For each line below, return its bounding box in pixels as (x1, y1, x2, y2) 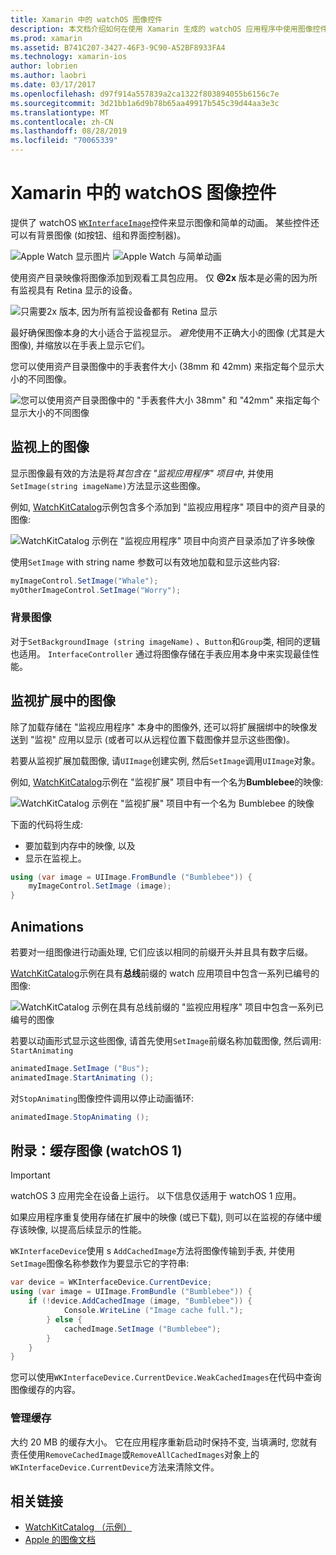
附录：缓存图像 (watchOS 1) (10, 1142, 183, 1160)
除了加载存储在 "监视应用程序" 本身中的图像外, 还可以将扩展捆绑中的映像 (10, 721, 309, 733)
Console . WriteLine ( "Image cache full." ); (63, 1306, 244, 1316)
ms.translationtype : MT (10, 107, 110, 118)
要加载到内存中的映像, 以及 (24, 839, 136, 851)
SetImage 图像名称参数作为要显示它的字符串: (10, 1257, 190, 1270)
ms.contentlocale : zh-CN (10, 117, 114, 127)
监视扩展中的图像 (10, 692, 116, 710)
